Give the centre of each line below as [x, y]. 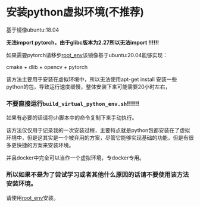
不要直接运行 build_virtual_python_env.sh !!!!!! [73, 103]
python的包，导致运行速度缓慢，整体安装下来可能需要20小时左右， [88, 86]
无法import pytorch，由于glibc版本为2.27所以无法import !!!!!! [83, 42]
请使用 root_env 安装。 [32, 197]
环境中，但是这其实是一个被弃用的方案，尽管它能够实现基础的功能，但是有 [97, 138]
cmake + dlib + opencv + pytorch [47, 67]
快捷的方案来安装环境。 [45, 145]
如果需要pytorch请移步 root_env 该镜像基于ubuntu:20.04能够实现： [87, 55]
